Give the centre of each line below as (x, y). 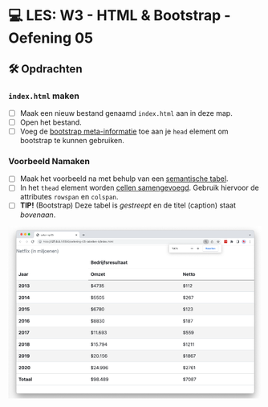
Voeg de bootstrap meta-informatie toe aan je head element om (124, 131)
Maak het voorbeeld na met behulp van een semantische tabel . (124, 179)
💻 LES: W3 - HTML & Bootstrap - (120, 16)
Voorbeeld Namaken (49, 161)
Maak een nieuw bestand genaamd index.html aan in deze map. (126, 113)
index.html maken (44, 96)
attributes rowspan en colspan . (69, 197)
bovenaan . (38, 215)
